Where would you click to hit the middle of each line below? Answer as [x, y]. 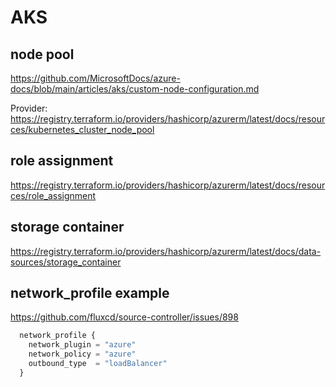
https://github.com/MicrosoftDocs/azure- [95, 78]
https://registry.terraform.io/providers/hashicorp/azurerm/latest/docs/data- [166, 251]
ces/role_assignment [53, 195]
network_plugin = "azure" [82, 345]
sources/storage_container [66, 262]
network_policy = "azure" [82, 354]
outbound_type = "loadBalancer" [98, 364]
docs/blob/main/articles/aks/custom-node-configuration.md [135, 89]
